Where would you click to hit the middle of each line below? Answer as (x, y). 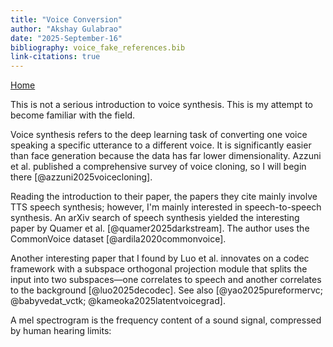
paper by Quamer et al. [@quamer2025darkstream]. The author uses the (160, 228)
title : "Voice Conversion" (66, 19)
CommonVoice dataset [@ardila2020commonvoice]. (118, 239)
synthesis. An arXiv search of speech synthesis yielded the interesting (155, 218)
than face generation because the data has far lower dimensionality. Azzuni (166, 156)
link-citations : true (55, 57)
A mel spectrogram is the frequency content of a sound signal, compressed (166, 320)
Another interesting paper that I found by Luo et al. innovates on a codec (160, 258)
